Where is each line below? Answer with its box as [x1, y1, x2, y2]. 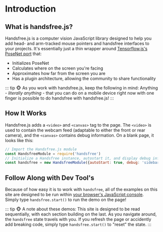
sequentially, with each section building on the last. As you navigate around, [5, 211, 157, 217]
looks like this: [5, 137, 34, 143]
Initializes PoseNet [12, 60, 49, 66]
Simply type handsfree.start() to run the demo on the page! [5, 197, 127, 203]
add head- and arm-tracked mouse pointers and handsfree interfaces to [5, 41, 149, 46]
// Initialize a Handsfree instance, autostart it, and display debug [5, 156, 151, 160]
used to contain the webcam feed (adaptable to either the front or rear [5, 127, 146, 133]
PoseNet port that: [5, 51, 42, 57]
